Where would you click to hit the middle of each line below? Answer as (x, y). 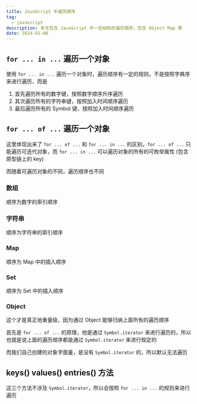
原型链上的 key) (25, 159)
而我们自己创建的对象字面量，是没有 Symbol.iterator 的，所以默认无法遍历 (97, 352)
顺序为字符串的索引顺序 (34, 232)
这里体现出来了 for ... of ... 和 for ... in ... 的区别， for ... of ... (95, 144)
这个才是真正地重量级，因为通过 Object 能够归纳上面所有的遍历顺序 (88, 320)
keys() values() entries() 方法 (60, 373)
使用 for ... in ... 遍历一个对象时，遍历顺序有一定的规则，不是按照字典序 (98, 74)
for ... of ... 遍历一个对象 (58, 129)
